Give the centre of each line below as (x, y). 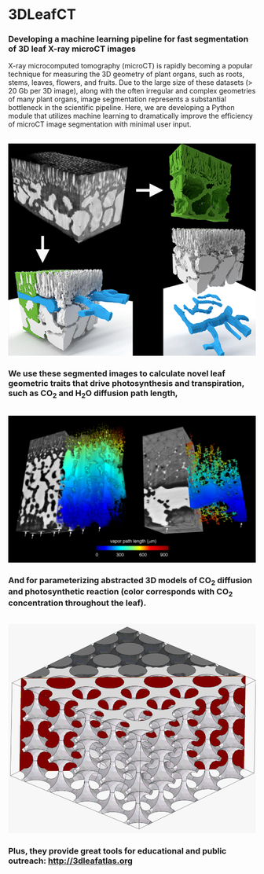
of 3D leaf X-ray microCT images (72, 49)
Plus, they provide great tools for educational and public (117, 850)
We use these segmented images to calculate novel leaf (117, 373)
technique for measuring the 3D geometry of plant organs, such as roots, (126, 74)
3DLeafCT (42, 15)
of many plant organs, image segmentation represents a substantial (117, 99)
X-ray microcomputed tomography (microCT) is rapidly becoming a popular (130, 66)
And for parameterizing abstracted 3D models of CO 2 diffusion (130, 581)
